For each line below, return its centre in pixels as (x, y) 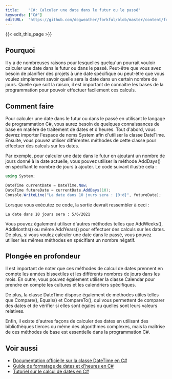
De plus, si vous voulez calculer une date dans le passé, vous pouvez (79, 235)
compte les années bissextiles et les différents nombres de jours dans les (83, 274)
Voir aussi (21, 348)
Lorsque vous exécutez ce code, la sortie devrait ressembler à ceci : (77, 205)
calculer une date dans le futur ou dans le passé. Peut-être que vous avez (83, 68)
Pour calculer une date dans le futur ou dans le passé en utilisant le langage (85, 118)
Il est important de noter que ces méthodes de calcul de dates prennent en (84, 269)
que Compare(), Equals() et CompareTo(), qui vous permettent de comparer (85, 300)
